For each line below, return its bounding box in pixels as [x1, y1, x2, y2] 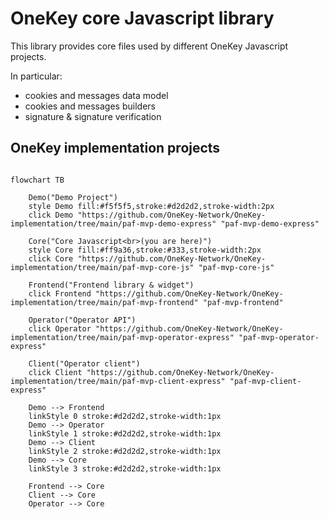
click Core [28, 253, 74, 264]
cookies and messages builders [24, 100, 156, 112]
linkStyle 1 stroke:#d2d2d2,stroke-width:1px [28, 428, 222, 439]
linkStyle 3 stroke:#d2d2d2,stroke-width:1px [28, 463, 222, 474]
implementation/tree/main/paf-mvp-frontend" [10, 297, 199, 307]
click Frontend [28, 288, 92, 299]
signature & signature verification [24, 110, 162, 122]
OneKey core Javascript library [10, 7, 275, 30]
